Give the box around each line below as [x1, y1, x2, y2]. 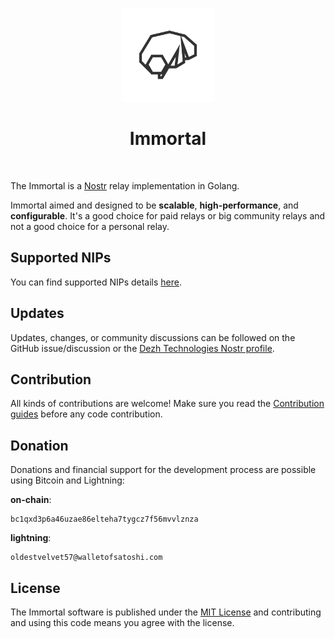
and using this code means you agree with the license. [10, 617, 235, 628]
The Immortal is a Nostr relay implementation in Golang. [10, 179, 240, 192]
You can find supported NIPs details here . [10, 276, 183, 288]
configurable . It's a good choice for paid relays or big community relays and [10, 209, 326, 222]
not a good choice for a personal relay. [10, 220, 170, 232]
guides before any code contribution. [10, 408, 163, 420]
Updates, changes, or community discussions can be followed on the [10, 331, 296, 343]
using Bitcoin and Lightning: [10, 474, 125, 487]
